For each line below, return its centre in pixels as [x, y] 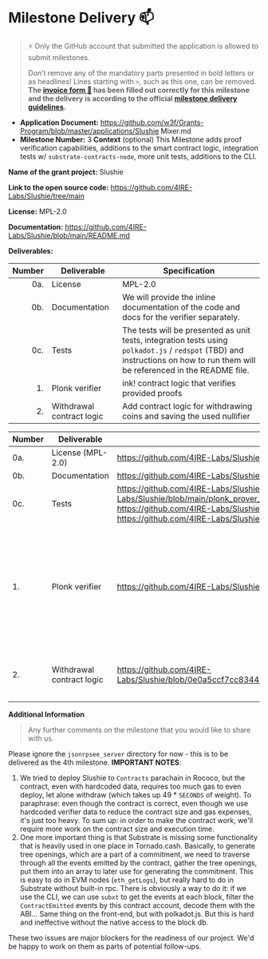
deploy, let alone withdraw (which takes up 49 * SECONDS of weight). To [136, 794]
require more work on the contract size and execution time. [117, 829]
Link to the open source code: [59, 187]
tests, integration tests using [175, 340]
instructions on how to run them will [189, 360]
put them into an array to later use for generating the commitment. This [136, 871]
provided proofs [152, 393]
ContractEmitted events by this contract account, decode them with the [137, 905]
